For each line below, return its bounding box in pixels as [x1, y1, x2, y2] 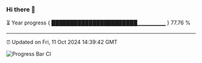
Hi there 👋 [6, 5, 36, 14]
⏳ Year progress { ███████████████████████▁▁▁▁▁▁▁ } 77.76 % [6, 19, 191, 26]
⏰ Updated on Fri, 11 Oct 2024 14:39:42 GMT [6, 39, 118, 46]
